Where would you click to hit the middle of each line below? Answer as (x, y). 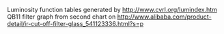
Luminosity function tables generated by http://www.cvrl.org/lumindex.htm (112, 10)
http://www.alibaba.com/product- (164, 17)
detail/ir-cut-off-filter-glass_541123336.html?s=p (75, 24)
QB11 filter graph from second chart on (61, 17)
